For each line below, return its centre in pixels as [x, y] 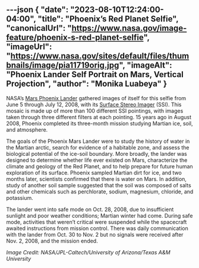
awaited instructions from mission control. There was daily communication [97, 228]
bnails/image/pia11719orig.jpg [63, 66]
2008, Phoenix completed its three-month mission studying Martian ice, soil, [99, 123]
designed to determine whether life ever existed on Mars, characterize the [97, 160]
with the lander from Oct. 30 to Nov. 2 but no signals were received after [95, 234]
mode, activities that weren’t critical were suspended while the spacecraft [97, 222]
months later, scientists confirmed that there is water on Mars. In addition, [97, 179]
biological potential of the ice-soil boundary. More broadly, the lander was [97, 154]
